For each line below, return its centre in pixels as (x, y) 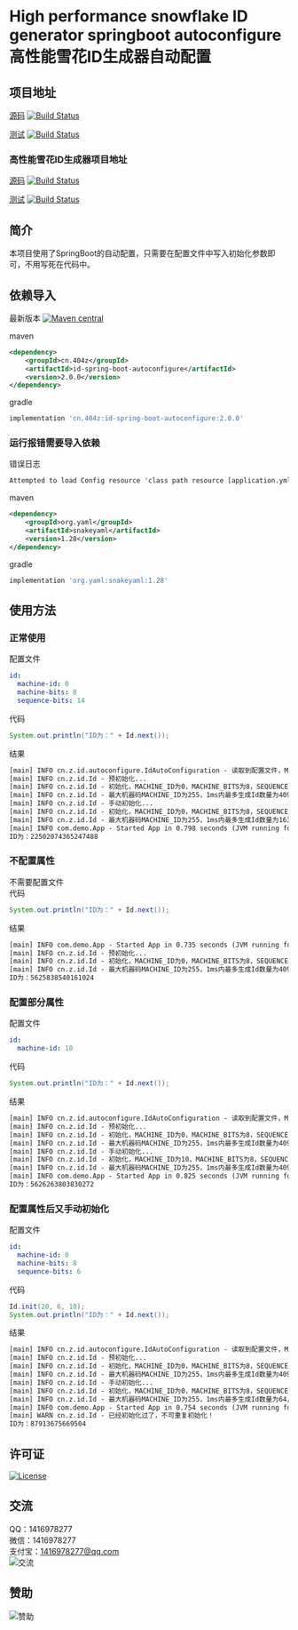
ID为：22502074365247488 (54, 836)
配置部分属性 (37, 1002)
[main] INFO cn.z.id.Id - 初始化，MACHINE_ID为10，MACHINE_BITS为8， (135, 1160)
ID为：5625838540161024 (52, 978)
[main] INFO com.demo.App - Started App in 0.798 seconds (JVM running (144, 828)
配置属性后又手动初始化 (59, 1209)
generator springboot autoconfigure (145, 35)
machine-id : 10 (45, 1049)
